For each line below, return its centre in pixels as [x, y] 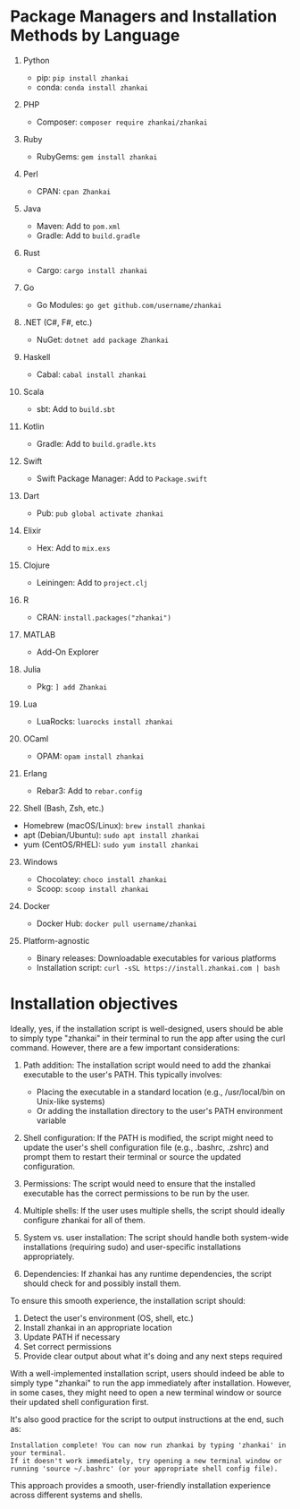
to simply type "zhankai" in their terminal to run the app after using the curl [148, 1038]
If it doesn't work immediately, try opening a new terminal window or [146, 1461]
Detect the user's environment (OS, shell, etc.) [108, 1317]
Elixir [32, 530]
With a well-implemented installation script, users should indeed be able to [147, 1373]
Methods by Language [95, 35]
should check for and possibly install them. [102, 1283]
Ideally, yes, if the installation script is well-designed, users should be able [147, 1028]
